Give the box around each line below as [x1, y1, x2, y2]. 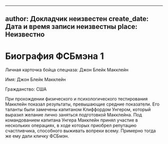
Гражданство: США [5, 86, 47, 92]
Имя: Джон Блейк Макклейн [5, 76, 66, 82]
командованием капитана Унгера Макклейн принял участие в [5, 117, 138, 123]
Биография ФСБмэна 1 [5, 50, 104, 61]
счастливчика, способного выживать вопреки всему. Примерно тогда [5, 128, 156, 134]
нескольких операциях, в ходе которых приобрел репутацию [5, 122, 136, 128]
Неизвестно [5, 30, 45, 39]
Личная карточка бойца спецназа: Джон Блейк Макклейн [5, 67, 128, 73]
